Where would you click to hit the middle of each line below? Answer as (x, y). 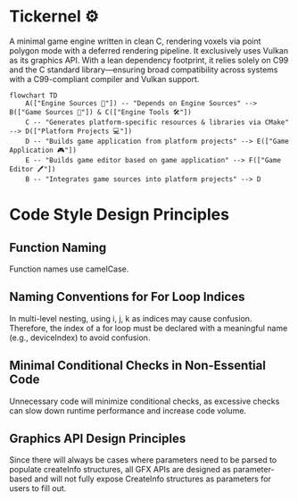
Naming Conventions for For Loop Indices (127, 297)
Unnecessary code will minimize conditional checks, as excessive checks (145, 401)
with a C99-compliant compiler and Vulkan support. (104, 79)
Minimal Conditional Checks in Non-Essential (137, 366)
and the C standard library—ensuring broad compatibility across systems (144, 70)
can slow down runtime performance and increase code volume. (128, 410)
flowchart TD (33, 96)
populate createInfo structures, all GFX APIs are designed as (120, 470)
